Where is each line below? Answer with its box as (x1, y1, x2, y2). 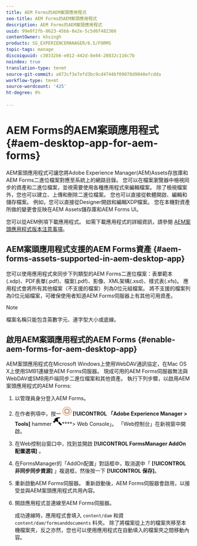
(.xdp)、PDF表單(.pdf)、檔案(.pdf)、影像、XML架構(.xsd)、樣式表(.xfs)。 (6, 277, 182, 284)
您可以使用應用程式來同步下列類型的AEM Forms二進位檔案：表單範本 (6, 270, 173, 277)
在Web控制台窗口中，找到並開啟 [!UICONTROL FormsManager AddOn (14, 440, 186, 448)
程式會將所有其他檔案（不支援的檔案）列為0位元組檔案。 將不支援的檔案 (11, 285, 186, 292)
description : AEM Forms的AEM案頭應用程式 (6, 22, 103, 28)
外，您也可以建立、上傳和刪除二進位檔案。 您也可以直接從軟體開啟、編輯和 (6, 191, 188, 198)
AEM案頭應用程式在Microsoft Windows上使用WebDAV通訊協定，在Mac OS (6, 360, 187, 367)
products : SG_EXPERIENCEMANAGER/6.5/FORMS (6, 40, 111, 46)
